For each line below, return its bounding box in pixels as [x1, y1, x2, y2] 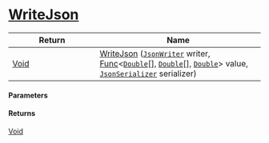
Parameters [8, 90, 48, 100]
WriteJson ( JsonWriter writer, [99, 48, 211, 59]
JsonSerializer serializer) [99, 68, 198, 79]
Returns [8, 109, 36, 118]
